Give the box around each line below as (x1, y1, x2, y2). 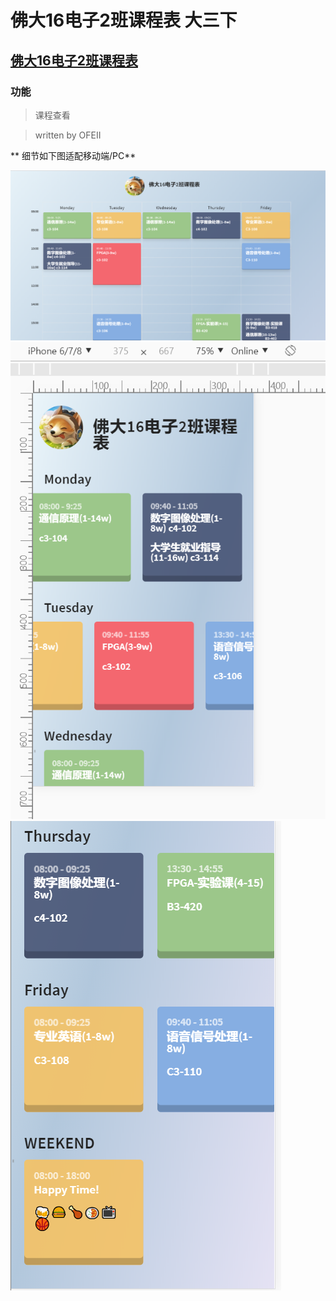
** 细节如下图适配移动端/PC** (10, 149, 137, 161)
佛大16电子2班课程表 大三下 (10, 9, 238, 32)
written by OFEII (34, 129, 102, 141)
